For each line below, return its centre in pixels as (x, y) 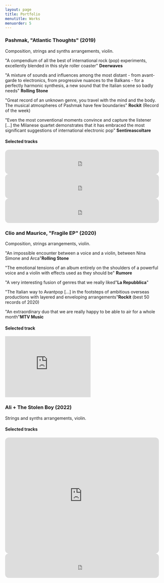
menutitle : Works (23, 19)
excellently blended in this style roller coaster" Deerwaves (64, 65)
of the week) (18, 110)
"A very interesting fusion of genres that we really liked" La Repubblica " (77, 282)
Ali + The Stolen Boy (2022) (39, 407)
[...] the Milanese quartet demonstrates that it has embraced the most (75, 125)
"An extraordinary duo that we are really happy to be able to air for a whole (80, 312)
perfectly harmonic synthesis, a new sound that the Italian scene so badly (79, 85)
